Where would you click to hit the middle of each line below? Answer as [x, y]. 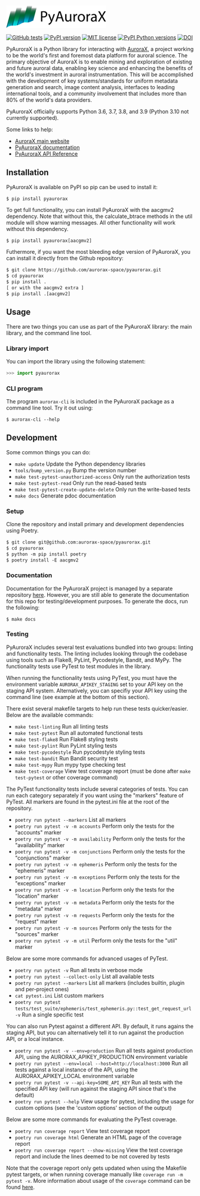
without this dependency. [37, 229]
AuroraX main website [42, 141]
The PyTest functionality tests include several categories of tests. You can [97, 789]
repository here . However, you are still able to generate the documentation [98, 594]
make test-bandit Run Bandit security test [66, 758]
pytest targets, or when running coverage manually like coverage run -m [95, 1174]
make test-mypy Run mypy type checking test [70, 764]
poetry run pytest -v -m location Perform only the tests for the [95, 890]
